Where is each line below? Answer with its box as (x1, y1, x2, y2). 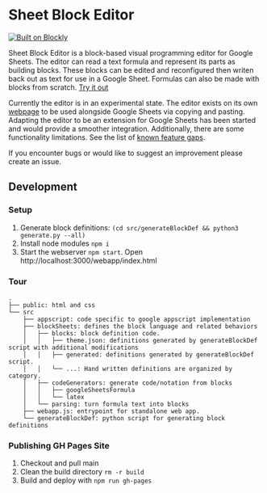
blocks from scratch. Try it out (8, 82, 109, 92)
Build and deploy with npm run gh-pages (19, 475, 152, 486)
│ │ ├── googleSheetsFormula (23, 386, 136, 394)
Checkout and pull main (19, 458, 99, 468)
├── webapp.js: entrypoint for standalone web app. (23, 407, 200, 415)
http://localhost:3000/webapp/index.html (19, 255, 157, 265)
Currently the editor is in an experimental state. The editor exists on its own (8, 98, 258, 107)
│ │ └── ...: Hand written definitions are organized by (23, 364, 232, 373)
